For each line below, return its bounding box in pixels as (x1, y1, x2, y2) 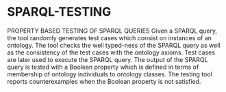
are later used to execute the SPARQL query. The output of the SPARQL (7, 55, 208, 63)
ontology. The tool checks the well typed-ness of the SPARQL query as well (7, 41, 221, 49)
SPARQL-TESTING (7, 4, 112, 20)
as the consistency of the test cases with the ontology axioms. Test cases (7, 48, 216, 57)
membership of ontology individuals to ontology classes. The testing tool (7, 70, 212, 78)
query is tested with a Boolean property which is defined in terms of (7, 63, 199, 71)
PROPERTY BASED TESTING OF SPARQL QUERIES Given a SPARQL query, (7, 27, 218, 35)
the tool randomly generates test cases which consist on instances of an (7, 33, 212, 42)
